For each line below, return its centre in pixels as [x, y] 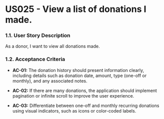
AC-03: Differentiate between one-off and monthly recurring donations [86, 105]
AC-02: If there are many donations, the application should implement [85, 90]
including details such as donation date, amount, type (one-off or [79, 75]
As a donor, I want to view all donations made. [52, 46]
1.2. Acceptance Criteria [35, 59]
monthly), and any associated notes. [50, 80]
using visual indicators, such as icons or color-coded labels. [74, 110]
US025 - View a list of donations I [76, 9]
